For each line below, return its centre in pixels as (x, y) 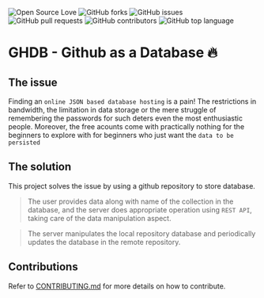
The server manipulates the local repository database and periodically (141, 233)
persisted (25, 143)
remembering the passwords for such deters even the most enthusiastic (126, 118)
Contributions (43, 267)
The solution (40, 167)
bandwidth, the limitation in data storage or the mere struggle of (112, 110)
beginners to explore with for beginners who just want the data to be (121, 135)
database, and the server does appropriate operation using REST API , (140, 209)
